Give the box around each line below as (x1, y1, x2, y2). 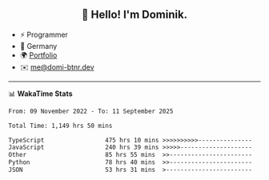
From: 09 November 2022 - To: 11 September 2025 (8, 107, 174, 115)
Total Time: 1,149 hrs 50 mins (8, 122, 113, 130)
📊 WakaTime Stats (8, 89, 74, 98)
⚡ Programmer (19, 30, 68, 39)
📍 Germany (19, 41, 58, 50)
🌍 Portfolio (19, 50, 58, 60)
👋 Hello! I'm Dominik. (81, 8, 188, 22)
